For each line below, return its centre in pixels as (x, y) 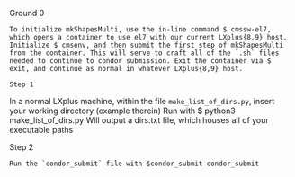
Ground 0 (27, 13)
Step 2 (22, 147)
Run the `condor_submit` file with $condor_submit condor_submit (134, 164)
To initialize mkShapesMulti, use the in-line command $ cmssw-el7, (140, 30)
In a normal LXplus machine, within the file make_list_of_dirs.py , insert (142, 101)
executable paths (41, 130)
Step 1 (22, 84)
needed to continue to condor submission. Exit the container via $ (140, 61)
